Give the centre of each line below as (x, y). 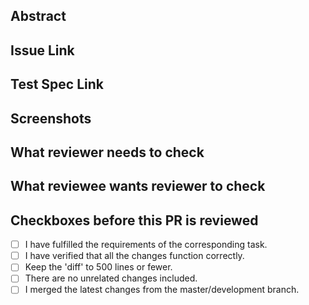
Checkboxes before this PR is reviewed (134, 220)
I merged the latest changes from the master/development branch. (162, 290)
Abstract (38, 16)
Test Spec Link (57, 84)
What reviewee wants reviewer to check (138, 186)
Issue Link (42, 50)
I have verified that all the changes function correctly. (134, 256)
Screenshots (51, 118)
